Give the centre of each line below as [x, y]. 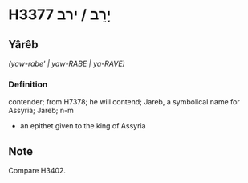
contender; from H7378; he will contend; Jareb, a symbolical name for [124, 102]
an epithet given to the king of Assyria [83, 126]
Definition [28, 84]
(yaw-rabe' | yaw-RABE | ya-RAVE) [67, 63]
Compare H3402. [37, 171]
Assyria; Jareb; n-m [41, 111]
